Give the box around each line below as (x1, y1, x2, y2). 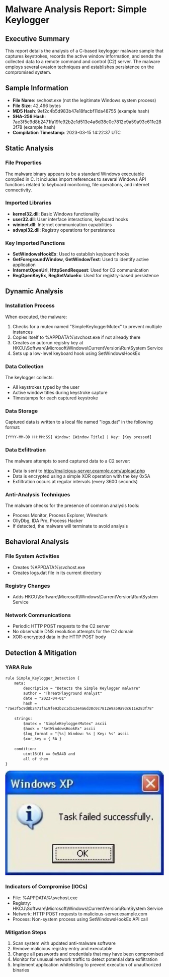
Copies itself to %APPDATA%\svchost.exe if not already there (12, 334, 141, 340)
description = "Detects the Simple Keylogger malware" (23, 686, 141, 691)
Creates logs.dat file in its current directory (12, 570, 102, 576)
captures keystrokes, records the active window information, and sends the (5, 53, 162, 59)
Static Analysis (5, 144, 54, 152)
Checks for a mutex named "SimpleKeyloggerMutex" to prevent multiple (12, 323, 162, 329)
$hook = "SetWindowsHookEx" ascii (23, 726, 96, 731)
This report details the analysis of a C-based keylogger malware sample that (5, 48, 163, 54)
